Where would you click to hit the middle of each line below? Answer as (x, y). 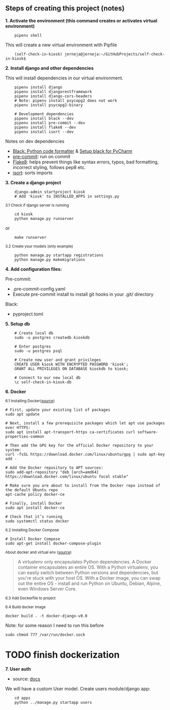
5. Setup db (18, 324)
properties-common (25, 436)
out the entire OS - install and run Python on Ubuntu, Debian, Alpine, (89, 583)
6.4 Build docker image (25, 607)
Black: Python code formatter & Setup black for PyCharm (72, 151)
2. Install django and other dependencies (50, 68)
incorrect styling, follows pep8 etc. (49, 167)
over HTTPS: (18, 428)
